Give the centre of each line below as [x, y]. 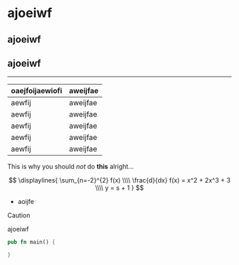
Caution [19, 215]
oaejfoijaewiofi [37, 91]
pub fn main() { [31, 242]
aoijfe [26, 202]
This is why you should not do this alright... [70, 167]
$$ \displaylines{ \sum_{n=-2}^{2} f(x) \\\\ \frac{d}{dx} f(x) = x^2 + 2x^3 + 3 [119, 180]
